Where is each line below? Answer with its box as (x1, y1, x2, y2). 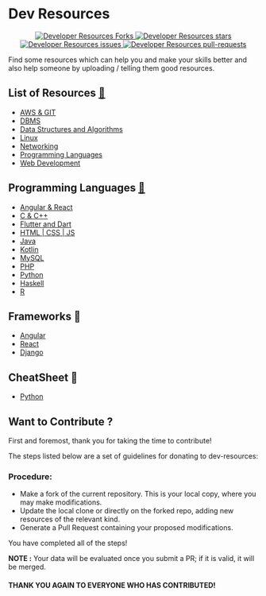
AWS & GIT (19, 107, 56, 117)
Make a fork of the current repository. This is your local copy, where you (19, 490, 256, 499)
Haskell (19, 278, 44, 288)
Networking (19, 141, 59, 151)
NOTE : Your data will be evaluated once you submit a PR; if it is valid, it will (8, 554, 255, 563)
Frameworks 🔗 (8, 309, 81, 323)
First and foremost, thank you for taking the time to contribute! (8, 436, 212, 445)
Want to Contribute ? (8, 415, 114, 428)
